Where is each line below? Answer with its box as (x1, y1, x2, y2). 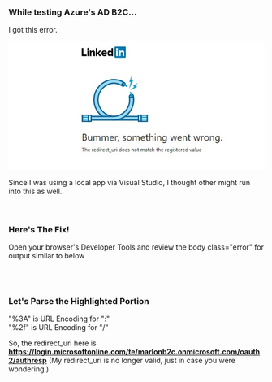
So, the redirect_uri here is (8, 338, 97, 348)
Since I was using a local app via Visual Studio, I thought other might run (8, 177, 251, 187)
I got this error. (8, 25, 58, 35)
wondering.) (8, 364, 50, 374)
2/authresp (8, 356, 47, 366)
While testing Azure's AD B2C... (8, 7, 137, 18)
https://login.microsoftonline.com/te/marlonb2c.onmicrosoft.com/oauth (8, 347, 261, 357)
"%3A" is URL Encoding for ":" (8, 314, 110, 323)
